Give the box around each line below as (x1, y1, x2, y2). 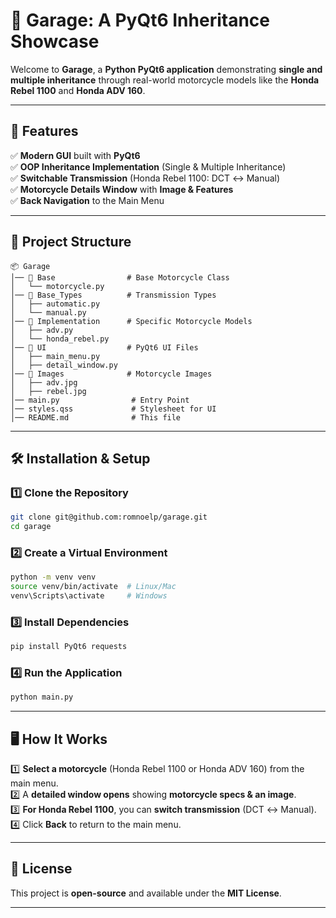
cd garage (10, 522, 52, 532)
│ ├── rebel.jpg (10, 386, 87, 396)
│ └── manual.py (10, 307, 87, 318)
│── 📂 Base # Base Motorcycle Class (10, 272, 230, 283)
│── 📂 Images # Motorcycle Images (10, 369, 213, 379)
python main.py (10, 692, 74, 703)
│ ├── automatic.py (10, 299, 101, 309)
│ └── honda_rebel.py (10, 334, 110, 344)
